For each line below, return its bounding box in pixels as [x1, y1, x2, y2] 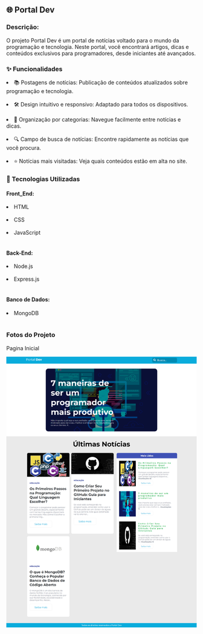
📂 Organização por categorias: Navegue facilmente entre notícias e [14, 116, 181, 123]
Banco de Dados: [6, 296, 50, 303]
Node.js [14, 263, 33, 270]
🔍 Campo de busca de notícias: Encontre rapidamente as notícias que [14, 136, 189, 143]
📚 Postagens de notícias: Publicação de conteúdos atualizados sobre [14, 79, 188, 86]
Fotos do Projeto [6, 331, 56, 339]
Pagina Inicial [6, 344, 39, 351]
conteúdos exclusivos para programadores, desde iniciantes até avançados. [6, 50, 196, 57]
